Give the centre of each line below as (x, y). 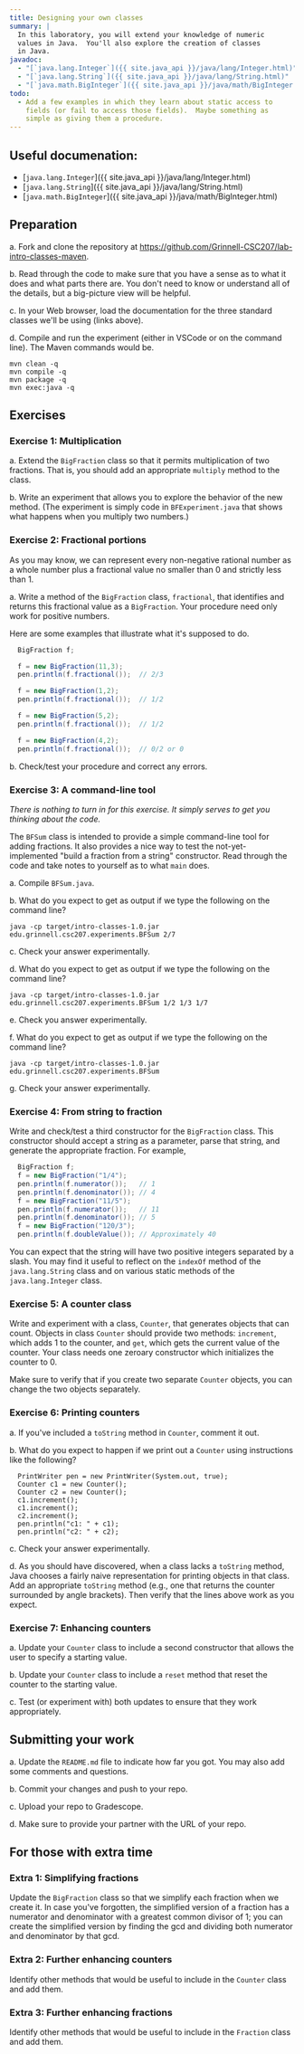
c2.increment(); (48, 1516)
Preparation (43, 225)
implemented (34, 855)
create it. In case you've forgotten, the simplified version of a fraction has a (149, 1907)
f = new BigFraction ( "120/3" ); (76, 1226)
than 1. (22, 579)
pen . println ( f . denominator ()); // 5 (86, 1218)
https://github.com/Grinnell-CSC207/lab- (216, 246)
